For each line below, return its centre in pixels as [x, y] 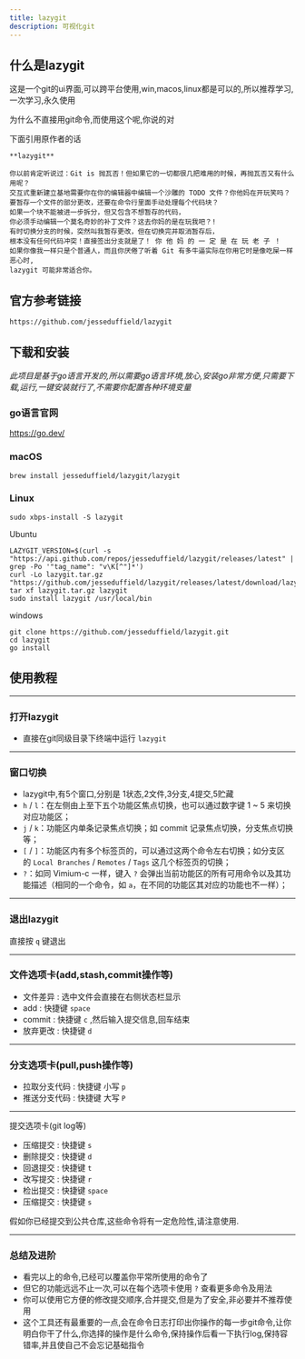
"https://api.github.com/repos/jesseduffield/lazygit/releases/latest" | [152, 559]
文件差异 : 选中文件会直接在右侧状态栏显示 [102, 996]
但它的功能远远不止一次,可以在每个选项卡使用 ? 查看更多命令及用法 [147, 1288]
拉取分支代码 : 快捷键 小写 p [74, 1086]
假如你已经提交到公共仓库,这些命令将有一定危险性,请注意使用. [124, 1221]
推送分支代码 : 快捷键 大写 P [74, 1098]
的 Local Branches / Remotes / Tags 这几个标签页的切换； [127, 862]
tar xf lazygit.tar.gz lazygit [69, 590]
